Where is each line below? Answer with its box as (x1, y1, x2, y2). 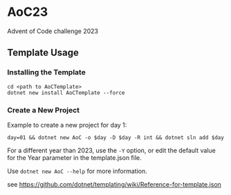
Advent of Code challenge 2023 (7, 27, 99, 35)
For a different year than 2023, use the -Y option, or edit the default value (7, 146, 216, 154)
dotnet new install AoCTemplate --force (7, 89, 126, 96)
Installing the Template (7, 68, 86, 77)
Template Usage (7, 47, 80, 59)
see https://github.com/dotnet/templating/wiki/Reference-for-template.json (7, 180, 221, 188)
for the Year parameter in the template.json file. (7, 153, 142, 162)
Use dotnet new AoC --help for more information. (7, 167, 147, 175)
